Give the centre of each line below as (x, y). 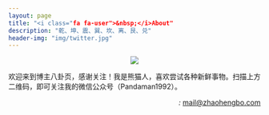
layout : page (30, 16)
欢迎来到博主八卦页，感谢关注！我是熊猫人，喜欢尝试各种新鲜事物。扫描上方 (134, 77)
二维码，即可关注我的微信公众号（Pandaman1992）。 (95, 87)
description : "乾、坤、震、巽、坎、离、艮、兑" (80, 30)
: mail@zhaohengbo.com (220, 103)
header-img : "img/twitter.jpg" (60, 38)
